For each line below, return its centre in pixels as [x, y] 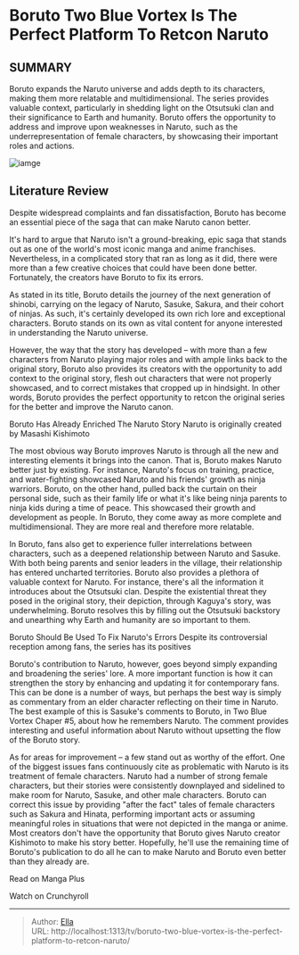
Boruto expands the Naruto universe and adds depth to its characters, [137, 89]
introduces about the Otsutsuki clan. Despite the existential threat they [138, 591]
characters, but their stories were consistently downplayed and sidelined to [147, 785]
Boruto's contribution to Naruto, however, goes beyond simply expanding [143, 664]
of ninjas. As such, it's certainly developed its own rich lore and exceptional [148, 313]
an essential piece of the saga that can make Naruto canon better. [130, 222]
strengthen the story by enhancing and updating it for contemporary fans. [145, 683]
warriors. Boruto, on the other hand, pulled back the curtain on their [133, 488]
